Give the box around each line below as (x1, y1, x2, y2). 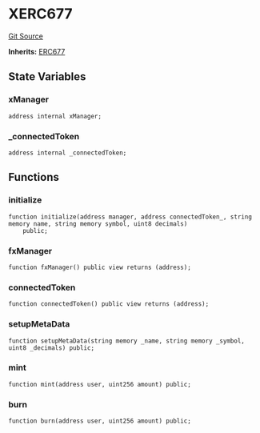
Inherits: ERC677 (8, 46, 66, 56)
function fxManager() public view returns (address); (8, 263, 192, 271)
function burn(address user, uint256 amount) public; (8, 417, 192, 425)
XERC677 (8, 5, 74, 23)
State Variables (8, 70, 86, 84)
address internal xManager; (8, 112, 102, 120)
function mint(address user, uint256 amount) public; (8, 380, 192, 388)
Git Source (8, 31, 44, 41)
